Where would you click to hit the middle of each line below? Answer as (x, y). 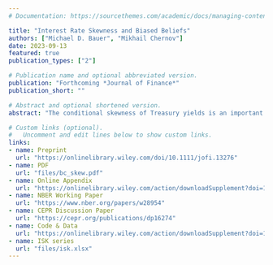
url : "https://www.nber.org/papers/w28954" (90, 203)
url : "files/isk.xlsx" (54, 249)
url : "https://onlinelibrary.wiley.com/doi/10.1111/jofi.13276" (127, 158)
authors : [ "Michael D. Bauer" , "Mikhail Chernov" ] (96, 38)
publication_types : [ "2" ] (52, 61)
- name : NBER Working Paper (56, 196)
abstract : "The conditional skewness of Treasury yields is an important (136, 113)
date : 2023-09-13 (38, 46)
